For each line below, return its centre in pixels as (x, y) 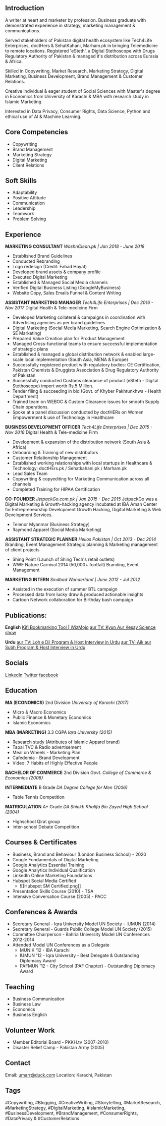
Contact (18, 1063)
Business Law (27, 1004)
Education (21, 690)
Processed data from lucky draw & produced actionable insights (78, 594)
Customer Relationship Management (50, 458)
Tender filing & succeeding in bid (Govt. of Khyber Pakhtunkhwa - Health (87, 391)
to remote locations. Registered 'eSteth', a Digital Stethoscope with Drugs (80, 51)
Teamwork (23, 214)
